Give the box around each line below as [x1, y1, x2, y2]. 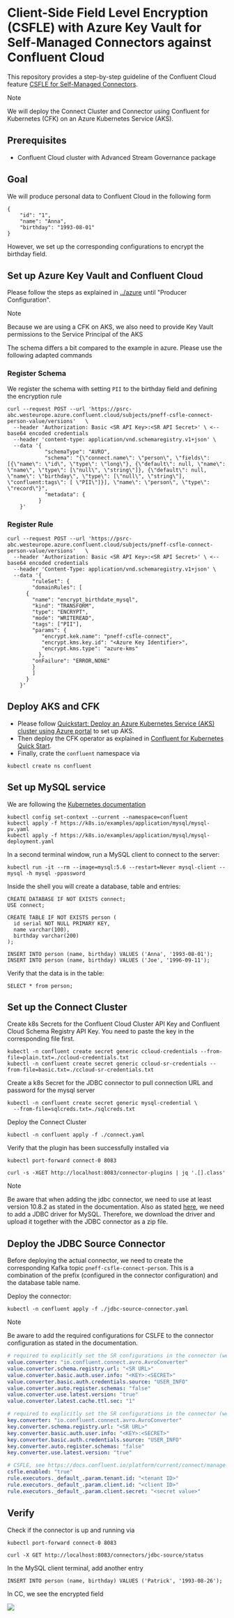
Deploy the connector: [7, 1292, 72, 1300]
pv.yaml [7, 825, 30, 832]
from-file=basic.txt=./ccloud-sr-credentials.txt [7, 1066, 155, 1073]
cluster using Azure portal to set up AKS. [17, 726, 134, 735]
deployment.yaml [7, 838, 54, 845]
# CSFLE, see [7, 1462, 45, 1469]
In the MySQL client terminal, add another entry [7, 1564, 144, 1572]
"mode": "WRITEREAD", [32, 615, 95, 622]
